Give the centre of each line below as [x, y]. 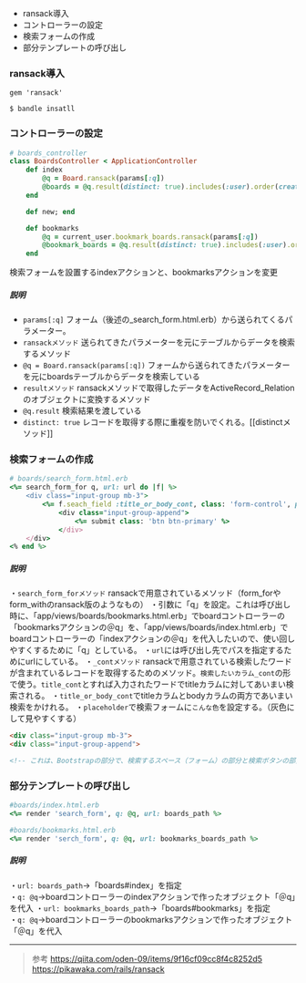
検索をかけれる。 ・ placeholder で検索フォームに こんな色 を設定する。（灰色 [148, 707]
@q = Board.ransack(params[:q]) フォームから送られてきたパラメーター [156, 365]
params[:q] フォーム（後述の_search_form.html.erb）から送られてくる [153, 320]
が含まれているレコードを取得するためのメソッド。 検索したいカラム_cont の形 [150, 673]
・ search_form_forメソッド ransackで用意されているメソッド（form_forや [145, 593]
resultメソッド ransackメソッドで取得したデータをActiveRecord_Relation [158, 388]
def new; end [51, 212]
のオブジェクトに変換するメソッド [87, 399]
